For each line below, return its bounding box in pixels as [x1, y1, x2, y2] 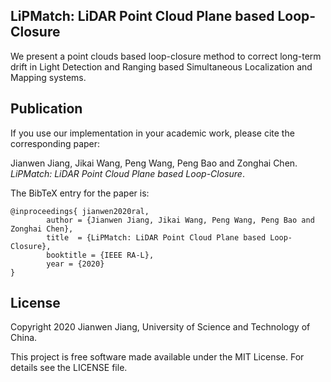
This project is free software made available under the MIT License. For [10, 351, 305, 363]
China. [10, 332, 38, 344]
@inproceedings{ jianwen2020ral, [10, 206, 150, 216]
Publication [10, 100, 83, 118]
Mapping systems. [10, 71, 87, 83]
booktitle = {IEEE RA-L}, [46, 250, 155, 260]
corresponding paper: [10, 137, 101, 149]
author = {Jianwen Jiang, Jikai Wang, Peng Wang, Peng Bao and [46, 215, 315, 225]
